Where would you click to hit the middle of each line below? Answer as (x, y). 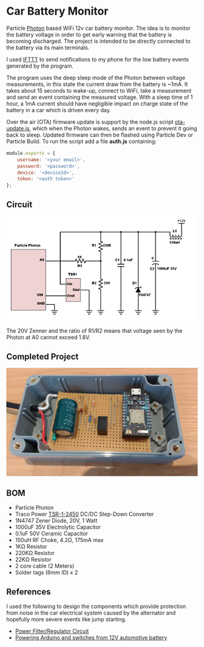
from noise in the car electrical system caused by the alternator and (91, 613)
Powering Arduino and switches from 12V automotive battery (91, 638)
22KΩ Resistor (33, 560)
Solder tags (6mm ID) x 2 (46, 573)
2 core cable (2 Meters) (45, 566)
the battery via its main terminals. (48, 48)
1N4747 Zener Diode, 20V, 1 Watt (56, 521)
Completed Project (42, 356)
